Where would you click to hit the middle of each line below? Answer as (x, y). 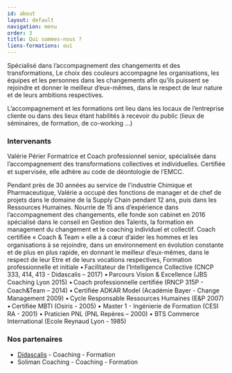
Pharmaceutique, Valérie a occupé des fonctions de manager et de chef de (114, 193)
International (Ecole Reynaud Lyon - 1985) (67, 321)
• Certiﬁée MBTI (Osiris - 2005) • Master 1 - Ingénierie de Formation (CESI (113, 306)
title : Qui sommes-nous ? (44, 40)
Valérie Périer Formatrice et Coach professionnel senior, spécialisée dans (112, 156)
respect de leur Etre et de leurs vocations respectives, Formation (100, 260)
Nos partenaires (35, 339)
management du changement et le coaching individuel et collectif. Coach (111, 229)
